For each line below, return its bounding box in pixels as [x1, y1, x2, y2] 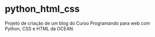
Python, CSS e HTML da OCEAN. [5, 25, 75, 31]
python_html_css [5, 3, 80, 15]
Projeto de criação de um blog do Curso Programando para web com [5, 20, 150, 26]
